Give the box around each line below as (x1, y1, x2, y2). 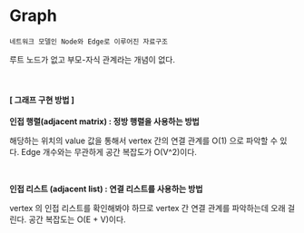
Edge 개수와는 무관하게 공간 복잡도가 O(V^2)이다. (21, 147, 198, 158)
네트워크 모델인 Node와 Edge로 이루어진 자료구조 (9, 37, 169, 46)
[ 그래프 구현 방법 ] (9, 94, 74, 105)
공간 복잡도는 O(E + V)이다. (28, 214, 126, 225)
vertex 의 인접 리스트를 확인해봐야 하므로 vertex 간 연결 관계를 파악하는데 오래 (9, 203, 286, 214)
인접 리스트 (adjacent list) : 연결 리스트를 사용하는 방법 (9, 183, 203, 195)
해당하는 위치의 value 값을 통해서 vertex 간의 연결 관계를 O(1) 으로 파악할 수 (9, 135, 279, 146)
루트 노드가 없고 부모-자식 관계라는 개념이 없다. (9, 53, 175, 64)
